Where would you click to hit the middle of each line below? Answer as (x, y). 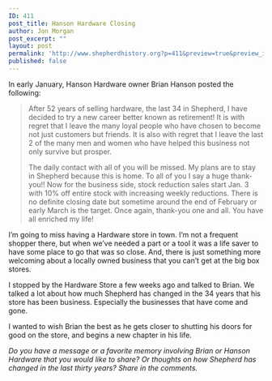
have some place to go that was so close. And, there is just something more (135, 251)
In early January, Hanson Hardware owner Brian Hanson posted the (121, 84)
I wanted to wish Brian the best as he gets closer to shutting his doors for (130, 326)
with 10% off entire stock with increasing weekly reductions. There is (143, 193)
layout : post (30, 46)
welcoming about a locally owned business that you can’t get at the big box (134, 260)
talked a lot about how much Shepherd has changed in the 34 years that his (135, 293)
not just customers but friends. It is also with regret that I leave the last (146, 134)
